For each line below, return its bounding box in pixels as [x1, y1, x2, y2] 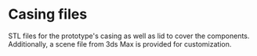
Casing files [8, 5, 88, 23]
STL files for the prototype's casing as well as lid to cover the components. [8, 31, 250, 40]
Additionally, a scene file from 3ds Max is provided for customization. [8, 39, 232, 48]
